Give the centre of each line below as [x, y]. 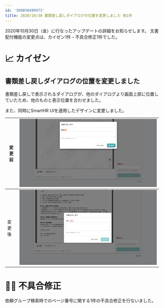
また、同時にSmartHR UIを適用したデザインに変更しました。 [66, 110]
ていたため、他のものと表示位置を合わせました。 [54, 100]
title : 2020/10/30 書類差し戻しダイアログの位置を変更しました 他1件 [69, 15]
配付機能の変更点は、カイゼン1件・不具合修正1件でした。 [62, 37]
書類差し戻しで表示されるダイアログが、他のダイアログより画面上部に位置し [82, 94]
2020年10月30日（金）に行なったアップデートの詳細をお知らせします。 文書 [82, 31]
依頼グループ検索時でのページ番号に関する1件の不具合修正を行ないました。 [81, 300]
